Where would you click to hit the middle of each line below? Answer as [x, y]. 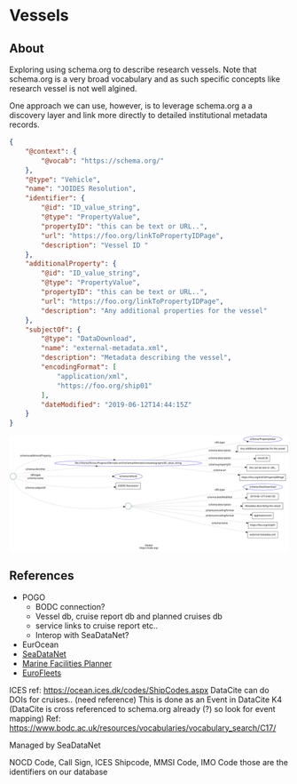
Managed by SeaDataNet [55, 745]
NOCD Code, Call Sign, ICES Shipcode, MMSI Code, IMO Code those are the [148, 762]
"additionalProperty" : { [71, 264]
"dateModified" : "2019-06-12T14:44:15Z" [117, 404]
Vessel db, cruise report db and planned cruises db [129, 616]
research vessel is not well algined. [73, 88]
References [42, 576]
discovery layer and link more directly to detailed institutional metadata [138, 115]
